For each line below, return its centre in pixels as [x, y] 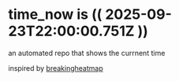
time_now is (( [55, 15]
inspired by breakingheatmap [56, 68]
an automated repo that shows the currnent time [87, 53]
